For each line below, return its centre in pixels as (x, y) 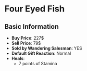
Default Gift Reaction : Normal (41, 53)
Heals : (18, 58)
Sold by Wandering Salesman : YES (47, 48)
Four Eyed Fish (35, 9)
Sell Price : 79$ (26, 43)
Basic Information (32, 27)
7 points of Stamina (38, 64)
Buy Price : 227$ (28, 38)
